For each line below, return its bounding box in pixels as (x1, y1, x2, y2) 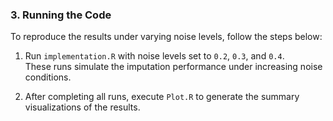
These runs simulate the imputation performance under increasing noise (24, 61, 323, 73)
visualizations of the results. (24, 101, 141, 113)
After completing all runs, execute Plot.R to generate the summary (24, 91, 300, 103)
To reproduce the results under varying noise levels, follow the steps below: (10, 31, 323, 43)
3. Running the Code (10, 8, 112, 22)
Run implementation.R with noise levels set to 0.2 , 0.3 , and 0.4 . (24, 50, 285, 62)
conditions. (24, 71, 72, 83)
